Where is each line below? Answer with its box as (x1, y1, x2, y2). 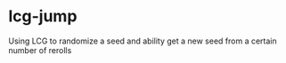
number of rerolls (8, 44, 72, 55)
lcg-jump (8, 6, 78, 27)
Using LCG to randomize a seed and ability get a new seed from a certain (8, 35, 277, 46)
